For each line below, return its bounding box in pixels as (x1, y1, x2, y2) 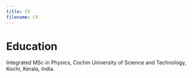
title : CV (6, 8, 31, 15)
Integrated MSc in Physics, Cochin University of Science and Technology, (6, 59, 187, 66)
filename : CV (6, 14, 39, 20)
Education (6, 40, 58, 53)
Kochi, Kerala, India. (6, 66, 55, 73)
